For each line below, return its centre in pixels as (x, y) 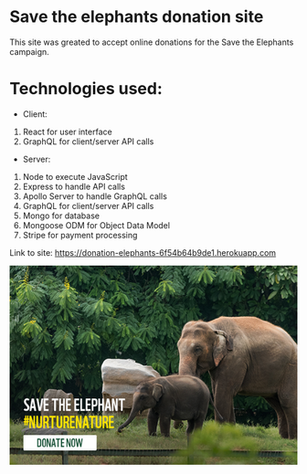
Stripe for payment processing (80, 235)
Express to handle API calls (74, 186)
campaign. (30, 51)
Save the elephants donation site (137, 17)
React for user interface (67, 132)
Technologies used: (86, 89)
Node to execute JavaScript (75, 176)
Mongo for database (61, 216)
